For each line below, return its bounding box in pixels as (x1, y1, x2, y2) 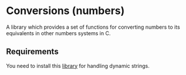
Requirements (6, 47, 59, 57)
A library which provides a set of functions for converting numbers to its (6, 23, 180, 30)
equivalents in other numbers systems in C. (6, 29, 111, 36)
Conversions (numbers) (6, 4, 125, 18)
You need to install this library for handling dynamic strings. (6, 62, 150, 69)
